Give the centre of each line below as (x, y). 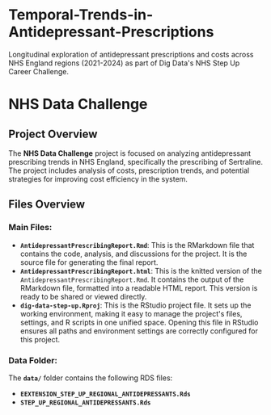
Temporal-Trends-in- (81, 15)
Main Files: (30, 228)
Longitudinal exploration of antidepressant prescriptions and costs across (131, 54)
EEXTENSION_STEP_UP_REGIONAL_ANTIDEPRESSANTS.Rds (106, 394)
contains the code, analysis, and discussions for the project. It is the (133, 254)
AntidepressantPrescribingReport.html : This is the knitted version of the (141, 270)
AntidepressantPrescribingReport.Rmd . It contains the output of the (132, 279)
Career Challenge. (39, 71)
